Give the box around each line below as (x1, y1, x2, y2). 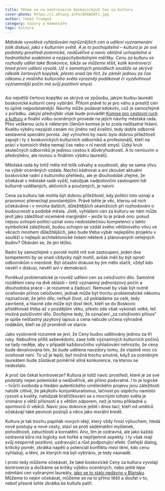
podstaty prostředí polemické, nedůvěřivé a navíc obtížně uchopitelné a (5, 50, 151, 56)
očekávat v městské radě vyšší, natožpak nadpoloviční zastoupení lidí (5, 178, 147, 184)
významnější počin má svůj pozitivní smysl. (5, 81, 93, 87)
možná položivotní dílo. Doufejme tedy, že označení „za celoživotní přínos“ (5, 311, 157, 317)
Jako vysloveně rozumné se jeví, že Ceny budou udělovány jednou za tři (5, 331, 152, 337)
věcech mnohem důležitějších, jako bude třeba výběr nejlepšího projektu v (5, 229, 156, 235)
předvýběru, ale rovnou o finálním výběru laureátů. (5, 152, 108, 158)
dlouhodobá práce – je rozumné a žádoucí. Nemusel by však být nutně (5, 285, 149, 291)
